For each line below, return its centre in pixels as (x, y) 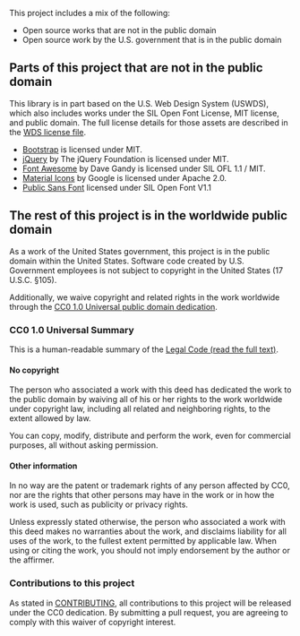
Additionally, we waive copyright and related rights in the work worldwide (145, 297)
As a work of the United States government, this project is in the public (140, 251)
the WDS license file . (48, 132)
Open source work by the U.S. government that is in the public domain (152, 40)
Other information (43, 466)
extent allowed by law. (50, 418)
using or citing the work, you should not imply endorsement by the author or (150, 551)
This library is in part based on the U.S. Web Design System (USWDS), (139, 103)
